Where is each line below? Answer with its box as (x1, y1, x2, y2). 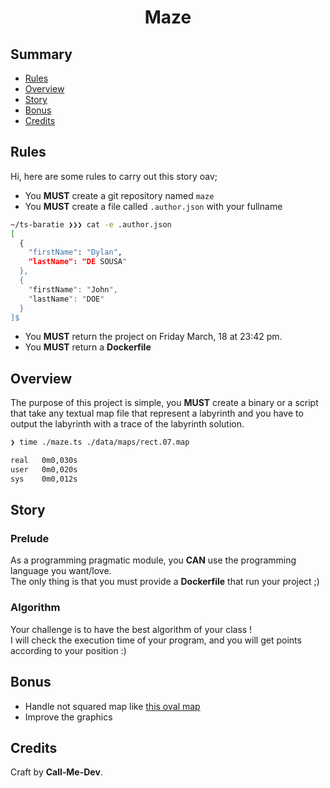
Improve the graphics (24, 711, 113, 723)
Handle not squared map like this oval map (24, 700, 201, 712)
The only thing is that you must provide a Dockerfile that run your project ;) (10, 576, 320, 588)
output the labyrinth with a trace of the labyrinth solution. (10, 418, 245, 430)
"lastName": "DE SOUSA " (28, 257, 128, 267)
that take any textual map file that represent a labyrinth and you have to (10, 407, 304, 420)
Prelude (10, 532, 50, 546)
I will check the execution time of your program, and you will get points (10, 634, 302, 646)
